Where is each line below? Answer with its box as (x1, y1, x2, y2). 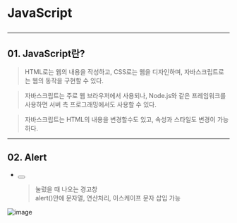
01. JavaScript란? (7, 47, 85, 59)
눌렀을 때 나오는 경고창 (35, 185, 98, 193)
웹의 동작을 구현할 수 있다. (32, 76, 104, 85)
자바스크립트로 (184, 68, 224, 76)
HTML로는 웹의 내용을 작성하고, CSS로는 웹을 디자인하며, (24, 68, 183, 76)
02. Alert (7, 152, 47, 164)
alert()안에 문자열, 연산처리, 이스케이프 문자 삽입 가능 (35, 193, 181, 202)
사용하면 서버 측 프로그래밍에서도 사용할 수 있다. (24, 100, 157, 109)
